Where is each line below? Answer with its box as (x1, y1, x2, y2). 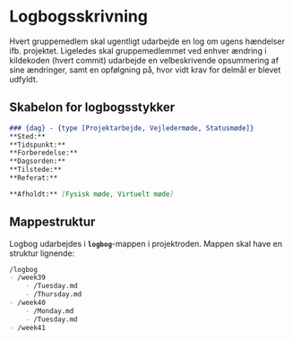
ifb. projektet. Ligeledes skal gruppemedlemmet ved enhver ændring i (9, 45, 267, 55)
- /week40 (9, 298, 47, 308)
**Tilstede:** (9, 166, 63, 174)
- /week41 (9, 323, 47, 332)
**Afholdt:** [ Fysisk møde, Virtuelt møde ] (9, 190, 175, 199)
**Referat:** (9, 174, 58, 183)
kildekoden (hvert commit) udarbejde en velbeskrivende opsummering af (9, 55, 280, 65)
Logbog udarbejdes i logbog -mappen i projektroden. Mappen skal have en (9, 238, 283, 249)
